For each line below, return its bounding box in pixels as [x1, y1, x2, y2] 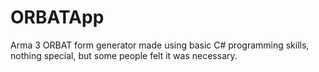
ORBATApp [10, 6, 105, 29]
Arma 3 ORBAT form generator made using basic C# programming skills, [10, 39, 310, 51]
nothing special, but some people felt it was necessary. [10, 49, 238, 61]
